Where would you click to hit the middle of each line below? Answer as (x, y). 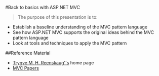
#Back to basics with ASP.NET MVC (43, 7)
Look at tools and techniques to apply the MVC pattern (70, 43)
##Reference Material (28, 53)
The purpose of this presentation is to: (57, 17)
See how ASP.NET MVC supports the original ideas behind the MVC (83, 32)
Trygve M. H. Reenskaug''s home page (53, 63)
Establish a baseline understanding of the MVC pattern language (80, 27)
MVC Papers (26, 68)
